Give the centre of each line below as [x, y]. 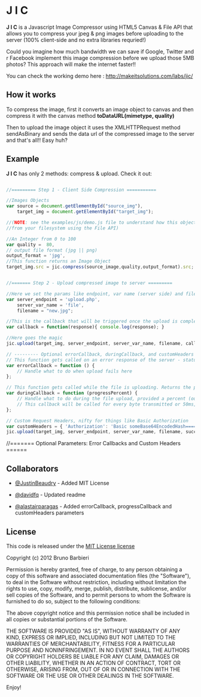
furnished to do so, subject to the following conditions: [73, 601]
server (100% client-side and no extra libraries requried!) [76, 40]
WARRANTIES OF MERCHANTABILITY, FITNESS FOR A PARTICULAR [91, 644]
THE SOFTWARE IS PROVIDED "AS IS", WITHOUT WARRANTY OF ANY [93, 631]
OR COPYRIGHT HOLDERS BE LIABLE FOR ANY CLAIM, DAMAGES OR [93, 656]
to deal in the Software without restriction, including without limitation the [96, 582]
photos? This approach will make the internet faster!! [71, 64]
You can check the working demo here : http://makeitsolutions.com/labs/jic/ [100, 76]
